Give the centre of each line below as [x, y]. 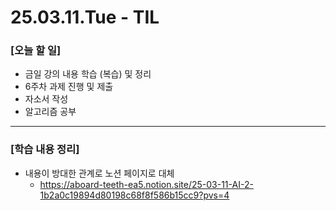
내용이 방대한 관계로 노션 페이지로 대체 [99, 173]
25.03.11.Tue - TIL [85, 17]
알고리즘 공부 [50, 112]
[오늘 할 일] [36, 51]
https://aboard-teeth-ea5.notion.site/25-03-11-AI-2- [146, 184]
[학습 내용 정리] [45, 149]
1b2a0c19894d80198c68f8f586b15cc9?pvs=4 [134, 195]
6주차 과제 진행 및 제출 [69, 87]
